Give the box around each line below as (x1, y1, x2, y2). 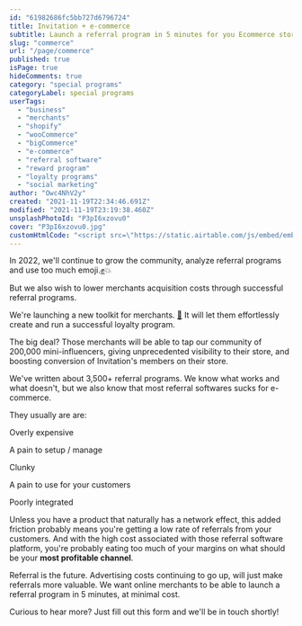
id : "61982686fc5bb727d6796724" (9, 13, 130, 22)
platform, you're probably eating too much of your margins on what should (9, 543, 286, 554)
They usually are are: (9, 410, 87, 421)
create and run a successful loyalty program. (9, 319, 175, 330)
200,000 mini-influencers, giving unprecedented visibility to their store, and (9, 346, 290, 357)
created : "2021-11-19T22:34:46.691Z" (9, 197, 151, 207)
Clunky (9, 462, 36, 473)
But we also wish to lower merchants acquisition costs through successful (9, 282, 284, 293)
